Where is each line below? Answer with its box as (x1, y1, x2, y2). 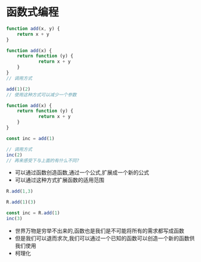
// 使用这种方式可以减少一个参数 (6, 92, 77, 98)
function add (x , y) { (6, 25, 60, 32)
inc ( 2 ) (6, 152, 23, 158)
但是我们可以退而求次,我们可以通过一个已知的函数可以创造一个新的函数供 (14, 234, 195, 242)
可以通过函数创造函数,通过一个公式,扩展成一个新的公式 (14, 169, 150, 176)
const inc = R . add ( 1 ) (6, 210, 60, 216)
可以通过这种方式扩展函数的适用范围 (14, 176, 105, 184)
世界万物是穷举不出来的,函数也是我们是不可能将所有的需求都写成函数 (14, 227, 184, 234)
